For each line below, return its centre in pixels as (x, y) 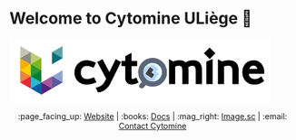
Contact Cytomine (153, 126)
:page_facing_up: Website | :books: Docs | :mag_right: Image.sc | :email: (153, 116)
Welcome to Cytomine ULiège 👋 (131, 19)
